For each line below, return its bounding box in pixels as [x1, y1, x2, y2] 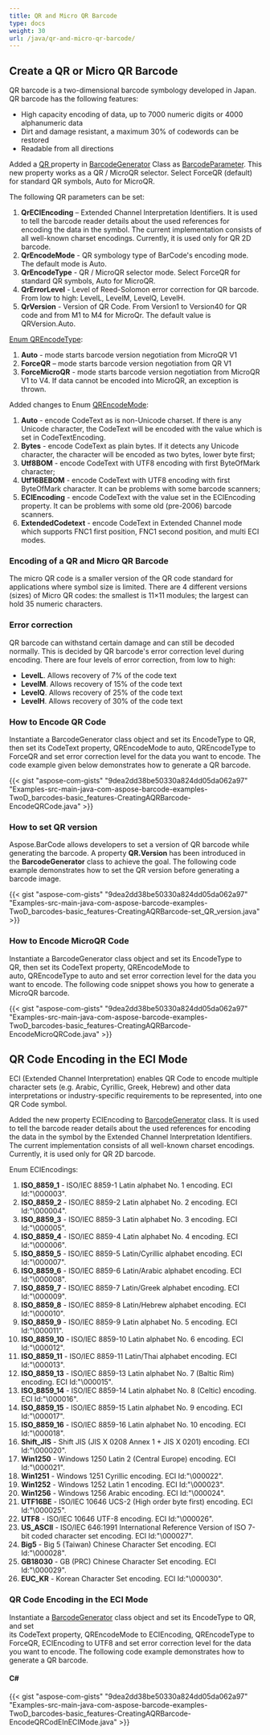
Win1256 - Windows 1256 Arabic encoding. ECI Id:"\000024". [20, 1489, 226, 1498]
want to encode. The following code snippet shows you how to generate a [9, 979, 255, 989]
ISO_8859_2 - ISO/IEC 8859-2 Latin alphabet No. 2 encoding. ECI [20, 1197, 238, 1208]
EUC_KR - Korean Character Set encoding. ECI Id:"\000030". [20, 1574, 223, 1584]
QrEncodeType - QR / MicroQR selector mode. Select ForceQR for [20, 267, 240, 278]
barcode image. [9, 874, 61, 884]
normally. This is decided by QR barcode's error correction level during [9, 646, 244, 656]
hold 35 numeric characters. [9, 599, 103, 609]
